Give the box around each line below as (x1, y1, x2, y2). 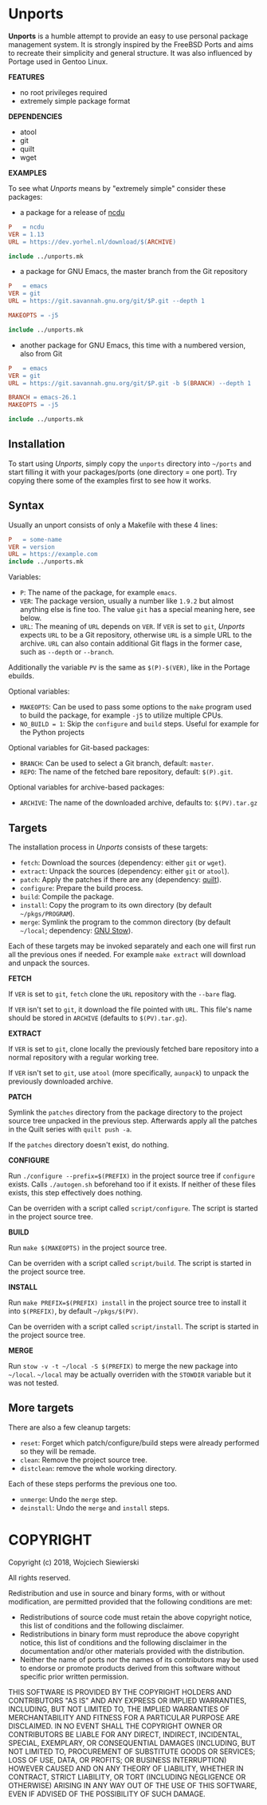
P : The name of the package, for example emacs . (19, 588, 178, 598)
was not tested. (8, 1378, 60, 1387)
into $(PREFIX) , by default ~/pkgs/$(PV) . (8, 1306, 139, 1315)
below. (19, 613, 42, 623)
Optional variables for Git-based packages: (8, 743, 150, 753)
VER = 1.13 (8, 230, 45, 238)
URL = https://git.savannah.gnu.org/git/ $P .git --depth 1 (8, 297, 205, 305)
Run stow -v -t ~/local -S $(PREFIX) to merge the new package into (8, 1362, 238, 1370)
